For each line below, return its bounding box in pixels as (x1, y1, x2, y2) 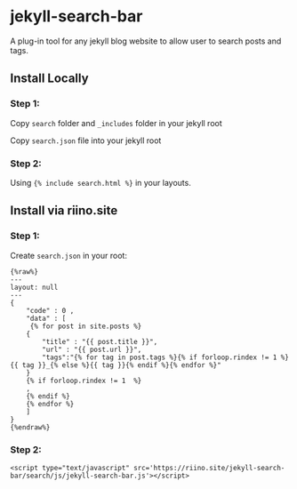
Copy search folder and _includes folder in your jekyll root (10, 117, 223, 128)
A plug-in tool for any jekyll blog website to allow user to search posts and (10, 36, 282, 46)
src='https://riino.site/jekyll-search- (132, 463, 285, 472)
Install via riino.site (10, 203, 118, 219)
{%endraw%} (10, 422, 51, 432)
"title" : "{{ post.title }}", (42, 337, 158, 346)
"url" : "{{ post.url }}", (42, 345, 142, 354)
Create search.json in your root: (10, 250, 128, 261)
